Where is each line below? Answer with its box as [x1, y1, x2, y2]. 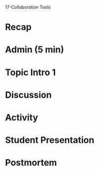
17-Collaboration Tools [5, 4, 51, 10]
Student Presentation [5, 134, 95, 146]
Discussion [5, 89, 52, 100]
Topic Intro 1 [5, 67, 56, 78]
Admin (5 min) [5, 44, 64, 55]
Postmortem [5, 157, 57, 169]
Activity [5, 112, 38, 123]
